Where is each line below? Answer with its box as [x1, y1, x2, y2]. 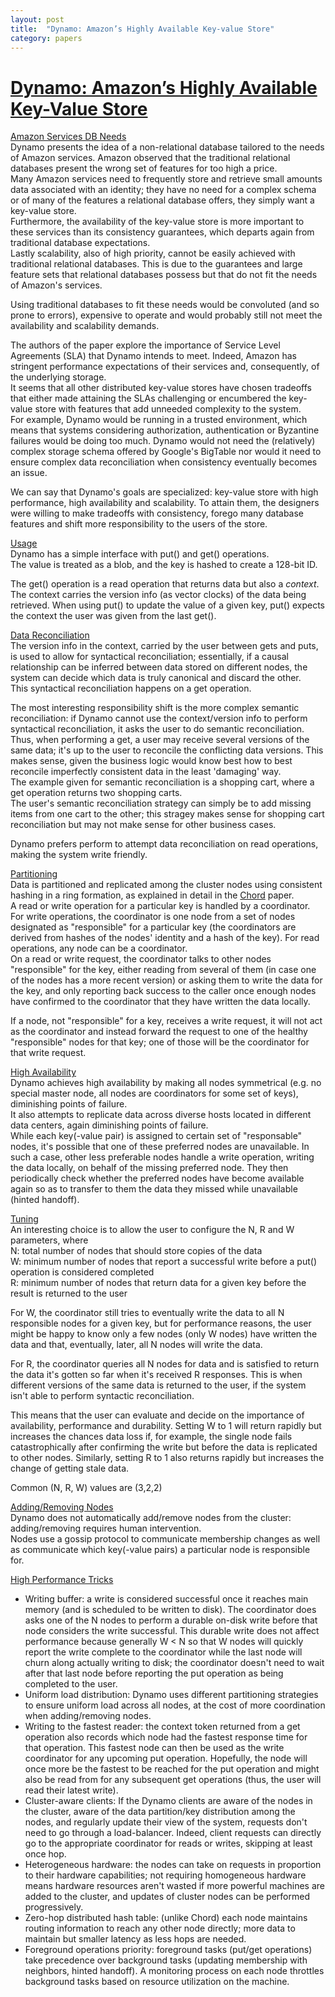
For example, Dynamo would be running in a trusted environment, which [10, 414, 308, 426]
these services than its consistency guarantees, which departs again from [10, 226, 315, 238]
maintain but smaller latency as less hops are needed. [24, 1933, 247, 1945]
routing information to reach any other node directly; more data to [24, 1922, 296, 1935]
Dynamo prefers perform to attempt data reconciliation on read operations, [10, 838, 319, 850]
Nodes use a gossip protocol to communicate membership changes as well [10, 1533, 321, 1545]
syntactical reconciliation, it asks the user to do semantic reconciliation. [10, 723, 305, 735]
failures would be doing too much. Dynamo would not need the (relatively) [10, 435, 316, 447]
